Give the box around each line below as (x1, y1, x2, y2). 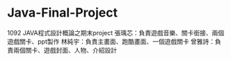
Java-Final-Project (7, 5, 118, 21)
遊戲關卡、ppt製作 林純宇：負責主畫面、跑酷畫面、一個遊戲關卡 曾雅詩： (7, 37, 216, 46)
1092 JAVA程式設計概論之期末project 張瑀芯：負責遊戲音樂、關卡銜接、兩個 (7, 28, 225, 37)
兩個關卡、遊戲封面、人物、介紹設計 (13, 46, 117, 54)
